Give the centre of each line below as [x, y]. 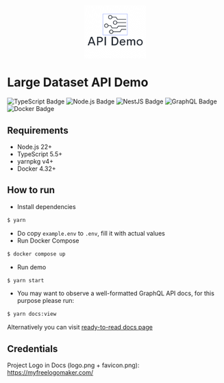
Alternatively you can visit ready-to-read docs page [80, 328]
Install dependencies [47, 206]
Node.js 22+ [35, 147]
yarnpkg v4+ [35, 161]
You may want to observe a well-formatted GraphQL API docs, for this [115, 293]
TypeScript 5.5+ [40, 154]
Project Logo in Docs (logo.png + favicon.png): [73, 365]
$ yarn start [26, 280]
